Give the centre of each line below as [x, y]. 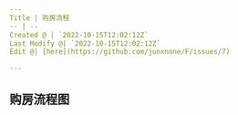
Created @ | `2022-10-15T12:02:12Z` [79, 35]
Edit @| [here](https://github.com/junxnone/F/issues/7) [120, 52]
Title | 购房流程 [40, 18]
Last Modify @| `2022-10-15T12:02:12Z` [85, 43]
